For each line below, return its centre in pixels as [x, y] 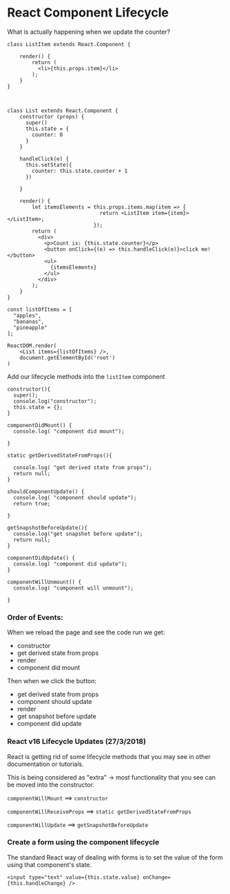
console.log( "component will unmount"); [74, 588]
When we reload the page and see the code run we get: [86, 632]
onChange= [156, 877]
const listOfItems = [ [40, 309]
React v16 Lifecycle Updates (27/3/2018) [77, 742]
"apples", [27, 315]
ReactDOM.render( [32, 346]
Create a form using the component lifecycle [83, 842]
